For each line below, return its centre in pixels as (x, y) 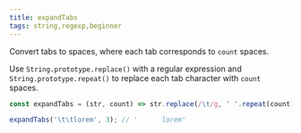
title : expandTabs (43, 17)
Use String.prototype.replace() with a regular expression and (125, 69)
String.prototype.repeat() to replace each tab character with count (135, 78)
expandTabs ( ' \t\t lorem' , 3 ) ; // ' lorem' (98, 120)
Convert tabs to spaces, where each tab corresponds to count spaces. (139, 51)
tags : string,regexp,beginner (66, 26)
